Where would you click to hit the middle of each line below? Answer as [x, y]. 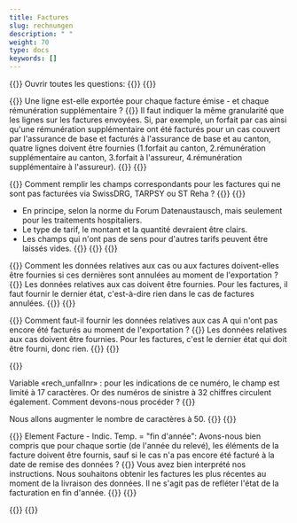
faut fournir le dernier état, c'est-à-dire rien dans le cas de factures [132, 294]
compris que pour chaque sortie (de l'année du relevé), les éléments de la [144, 445]
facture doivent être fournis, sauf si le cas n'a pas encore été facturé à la [142, 455]
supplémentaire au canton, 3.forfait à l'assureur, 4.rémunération [125, 157]
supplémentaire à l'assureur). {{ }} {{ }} [78, 167]
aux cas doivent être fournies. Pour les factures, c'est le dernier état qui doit [148, 339]
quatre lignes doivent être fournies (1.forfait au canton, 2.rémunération [137, 148]
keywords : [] [33, 59]
